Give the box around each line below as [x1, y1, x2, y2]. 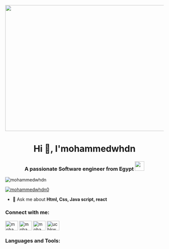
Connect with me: [5, 209, 50, 216]
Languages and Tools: [5, 237, 60, 244]
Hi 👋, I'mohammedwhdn [33, 143, 136, 155]
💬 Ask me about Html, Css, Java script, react [12, 197, 107, 203]
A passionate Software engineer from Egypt [24, 165, 134, 172]
